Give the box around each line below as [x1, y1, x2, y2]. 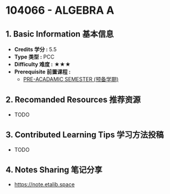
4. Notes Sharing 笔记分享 [5, 165, 103, 175]
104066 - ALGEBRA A [5, 4, 115, 17]
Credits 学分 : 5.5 [14, 46, 57, 53]
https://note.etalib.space [14, 181, 75, 188]
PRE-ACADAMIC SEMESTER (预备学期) [23, 76, 119, 82]
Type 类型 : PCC [14, 53, 55, 60]
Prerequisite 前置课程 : [14, 68, 71, 75]
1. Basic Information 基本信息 [5, 29, 114, 39]
